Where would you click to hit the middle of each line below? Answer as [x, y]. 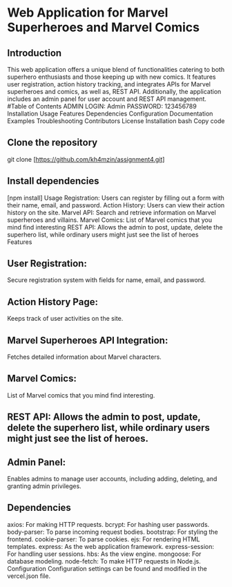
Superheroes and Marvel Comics [104, 27]
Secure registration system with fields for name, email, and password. [106, 280]
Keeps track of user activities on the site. [65, 319]
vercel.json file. [29, 576]
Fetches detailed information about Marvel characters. [85, 357]
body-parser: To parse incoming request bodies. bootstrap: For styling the [113, 532]
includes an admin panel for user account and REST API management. [107, 99]
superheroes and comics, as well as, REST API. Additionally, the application [114, 92]
